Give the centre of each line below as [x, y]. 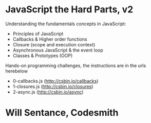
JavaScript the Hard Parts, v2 [69, 10]
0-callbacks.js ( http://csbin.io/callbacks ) [55, 81]
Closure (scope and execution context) [54, 44]
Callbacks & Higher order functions [50, 39]
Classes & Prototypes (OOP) [43, 56]
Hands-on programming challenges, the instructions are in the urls [76, 65]
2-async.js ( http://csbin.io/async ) [48, 92]
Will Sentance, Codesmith [62, 113]
